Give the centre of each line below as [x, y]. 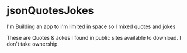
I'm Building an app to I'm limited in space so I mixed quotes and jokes [91, 26]
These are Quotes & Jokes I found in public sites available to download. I [94, 37]
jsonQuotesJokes [50, 11]
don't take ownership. [33, 44]
